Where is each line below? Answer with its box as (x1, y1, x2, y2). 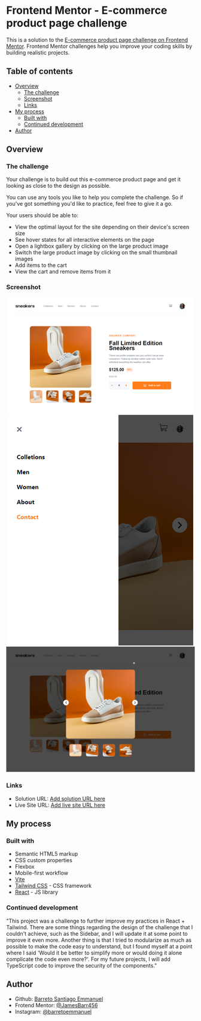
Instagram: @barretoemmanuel (14, 1008, 92, 1015)
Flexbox (14, 863, 35, 870)
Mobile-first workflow (14, 869, 69, 876)
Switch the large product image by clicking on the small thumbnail (14, 249, 178, 256)
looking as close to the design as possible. (6, 182, 111, 190)
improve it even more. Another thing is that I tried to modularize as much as (6, 936, 192, 944)
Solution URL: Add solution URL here (14, 795, 106, 802)
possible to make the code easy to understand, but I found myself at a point (6, 942, 193, 950)
